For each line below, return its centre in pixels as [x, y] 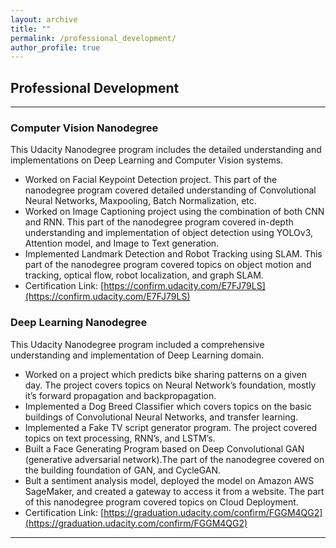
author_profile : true [55, 47]
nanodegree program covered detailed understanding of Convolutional [170, 190]
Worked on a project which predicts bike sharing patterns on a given [165, 374]
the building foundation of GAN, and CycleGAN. [123, 470]
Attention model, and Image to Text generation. [122, 243]
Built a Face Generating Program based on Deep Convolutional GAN [164, 448]
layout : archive [44, 19]
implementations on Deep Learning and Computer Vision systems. [147, 160]
